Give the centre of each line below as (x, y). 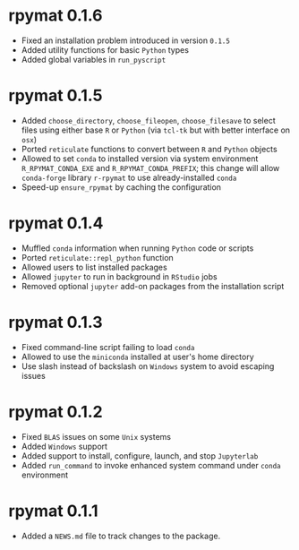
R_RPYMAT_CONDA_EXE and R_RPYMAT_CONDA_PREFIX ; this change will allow (150, 168)
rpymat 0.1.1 (54, 511)
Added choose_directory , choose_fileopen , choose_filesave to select (148, 120)
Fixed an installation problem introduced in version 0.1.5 (125, 40)
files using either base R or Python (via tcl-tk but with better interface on (156, 130)
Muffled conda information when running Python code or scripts (137, 248)
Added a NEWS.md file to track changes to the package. (121, 536)
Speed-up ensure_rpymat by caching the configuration (121, 187)
